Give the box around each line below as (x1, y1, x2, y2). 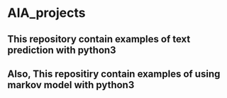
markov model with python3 (7, 79, 135, 91)
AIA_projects (7, 5, 86, 21)
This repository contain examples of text (7, 33, 191, 45)
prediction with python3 (7, 44, 116, 56)
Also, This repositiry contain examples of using (7, 68, 221, 80)
